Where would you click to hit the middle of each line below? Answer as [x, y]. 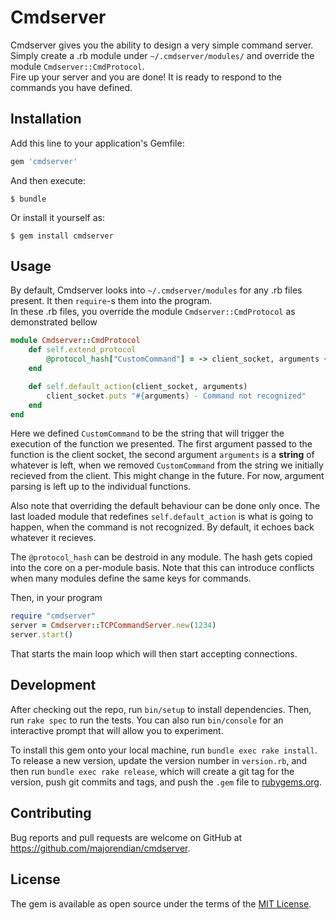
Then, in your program [56, 598]
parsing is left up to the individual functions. [101, 487]
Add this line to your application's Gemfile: [97, 143]
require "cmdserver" [53, 616]
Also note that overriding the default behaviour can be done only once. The [165, 506]
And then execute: [48, 180]
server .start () [42, 635]
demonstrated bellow [54, 322]
